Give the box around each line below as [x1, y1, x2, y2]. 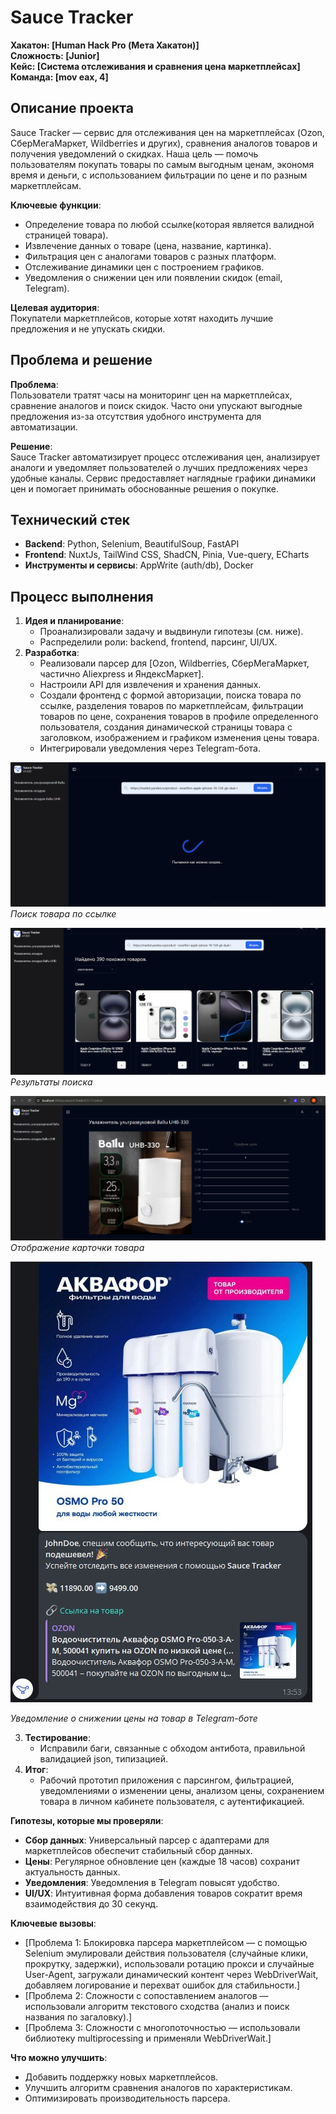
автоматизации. [10, 421, 78, 433]
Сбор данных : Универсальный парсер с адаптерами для [24, 1834, 270, 1846]
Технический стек [10, 511, 130, 528]
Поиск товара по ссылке [10, 907, 117, 920]
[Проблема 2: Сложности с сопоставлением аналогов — [24, 1989, 269, 2001]
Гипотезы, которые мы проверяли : [10, 1814, 164, 1826]
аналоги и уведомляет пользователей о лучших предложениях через [10, 461, 308, 473]
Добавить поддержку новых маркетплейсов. [24, 2071, 219, 2083]
